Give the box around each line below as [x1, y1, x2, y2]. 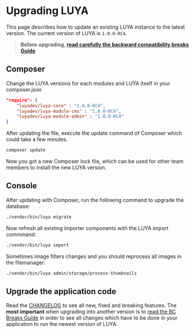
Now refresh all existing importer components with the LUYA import [6, 224, 169, 232]
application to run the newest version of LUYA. [6, 321, 118, 328]
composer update [6, 147, 46, 153]
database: [6, 202, 30, 210]
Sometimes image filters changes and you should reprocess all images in [6, 253, 182, 260]
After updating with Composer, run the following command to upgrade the [6, 196, 184, 203]
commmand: [6, 231, 36, 238]
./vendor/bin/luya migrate [6, 214, 72, 220]
